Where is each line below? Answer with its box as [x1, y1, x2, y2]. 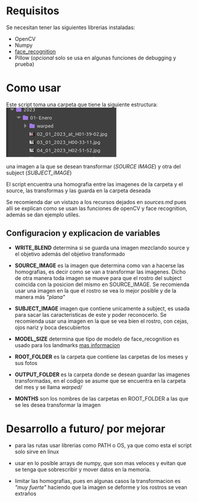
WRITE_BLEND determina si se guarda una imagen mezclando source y [14, 244, 190, 251]
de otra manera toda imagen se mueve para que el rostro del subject [14, 274, 182, 281]
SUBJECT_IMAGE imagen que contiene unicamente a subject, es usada [14, 304, 190, 312]
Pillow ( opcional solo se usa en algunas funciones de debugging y [14, 54, 176, 61]
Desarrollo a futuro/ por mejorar [6, 422, 165, 436]
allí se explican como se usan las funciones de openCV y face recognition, [6, 205, 187, 212]
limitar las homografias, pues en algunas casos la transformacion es [14, 477, 181, 484]
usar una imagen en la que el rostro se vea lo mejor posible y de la [14, 287, 176, 294]
